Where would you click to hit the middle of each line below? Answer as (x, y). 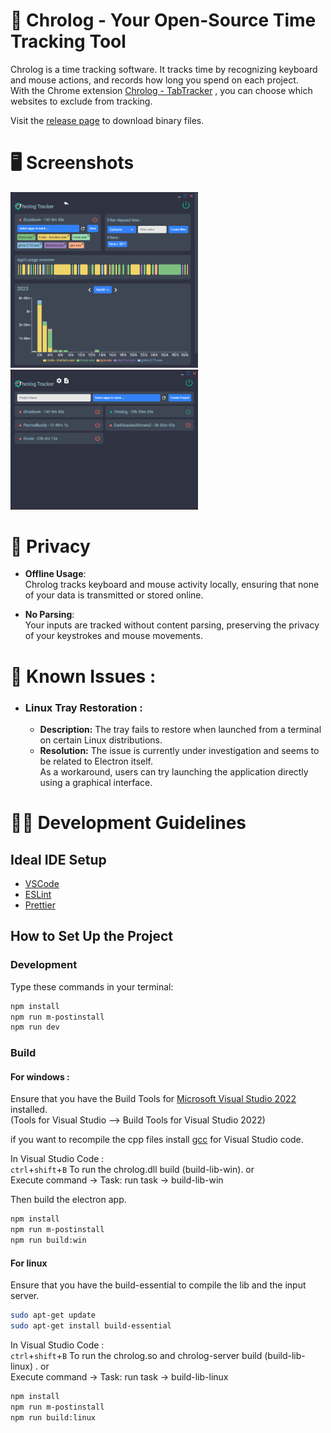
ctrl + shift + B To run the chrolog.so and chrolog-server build (136, 1355)
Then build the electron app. (68, 1200)
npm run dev (35, 1027)
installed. (29, 1110)
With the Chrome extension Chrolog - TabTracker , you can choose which (161, 90)
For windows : (40, 1076)
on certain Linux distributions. (101, 740)
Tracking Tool (68, 41)
